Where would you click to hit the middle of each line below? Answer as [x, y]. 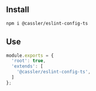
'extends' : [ [27, 66]
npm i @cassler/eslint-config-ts [47, 23]
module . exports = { [30, 56]
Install [18, 10]
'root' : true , [29, 61]
